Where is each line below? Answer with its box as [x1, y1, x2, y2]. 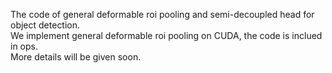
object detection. [10, 19, 81, 31]
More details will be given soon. [10, 51, 142, 63]
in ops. [10, 40, 38, 52]
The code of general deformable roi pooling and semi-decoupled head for [10, 9, 315, 20]
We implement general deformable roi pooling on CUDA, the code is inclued [10, 30, 323, 41]
